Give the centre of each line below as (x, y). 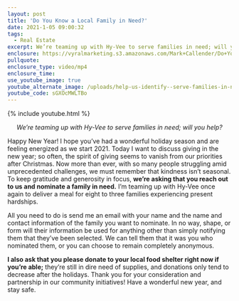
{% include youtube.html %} (49, 114)
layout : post (27, 14)
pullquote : (23, 60)
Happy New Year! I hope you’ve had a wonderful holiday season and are (113, 141)
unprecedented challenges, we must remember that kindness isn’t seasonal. (119, 171)
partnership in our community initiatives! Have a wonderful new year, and (115, 282)
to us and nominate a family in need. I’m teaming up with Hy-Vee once (111, 186)
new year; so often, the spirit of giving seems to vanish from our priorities (115, 157)
